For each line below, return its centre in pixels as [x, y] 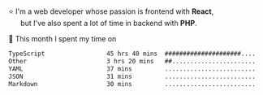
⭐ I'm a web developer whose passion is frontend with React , [111, 11]
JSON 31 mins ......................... [132, 76]
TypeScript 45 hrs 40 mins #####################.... [132, 54]
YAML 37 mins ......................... [132, 69]
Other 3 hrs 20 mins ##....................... [132, 61]
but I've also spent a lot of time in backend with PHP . [108, 23]
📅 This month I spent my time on [63, 39]
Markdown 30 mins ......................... [132, 84]
